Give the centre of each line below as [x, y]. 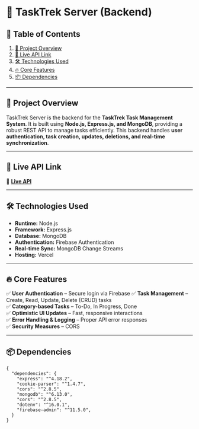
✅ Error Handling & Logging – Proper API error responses [77, 320]
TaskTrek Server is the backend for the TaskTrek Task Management [89, 117]
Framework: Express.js [43, 230]
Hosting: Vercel [34, 255]
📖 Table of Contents [43, 34]
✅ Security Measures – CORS [43, 326]
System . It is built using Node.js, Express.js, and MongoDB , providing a [94, 123]
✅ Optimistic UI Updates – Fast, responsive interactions [75, 313]
